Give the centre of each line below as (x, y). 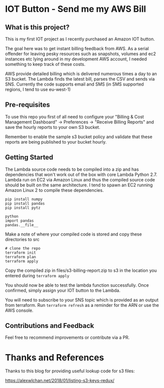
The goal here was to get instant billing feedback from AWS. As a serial (77, 48)
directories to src (22, 239)
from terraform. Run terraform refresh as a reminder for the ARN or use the (82, 305)
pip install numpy (24, 199)
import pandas (20, 221)
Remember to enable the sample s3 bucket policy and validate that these (79, 137)
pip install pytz (23, 208)
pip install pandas (25, 203)
